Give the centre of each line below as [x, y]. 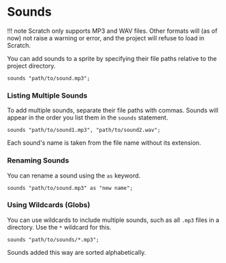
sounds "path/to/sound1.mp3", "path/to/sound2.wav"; [84, 130]
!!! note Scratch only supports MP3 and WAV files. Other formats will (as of [112, 31]
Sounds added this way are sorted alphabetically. [77, 252]
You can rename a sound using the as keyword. [74, 176]
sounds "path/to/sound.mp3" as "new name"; [70, 188]
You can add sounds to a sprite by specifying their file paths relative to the [112, 58]
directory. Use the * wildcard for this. [59, 227]
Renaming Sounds [38, 161]
